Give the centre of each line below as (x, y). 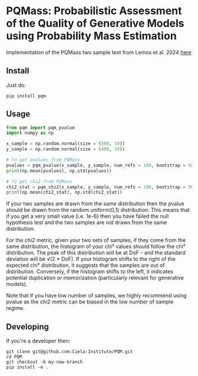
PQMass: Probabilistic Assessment (94, 11)
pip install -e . (27, 367)
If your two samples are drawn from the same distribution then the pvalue (95, 204)
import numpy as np (30, 133)
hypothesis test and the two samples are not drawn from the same (87, 223)
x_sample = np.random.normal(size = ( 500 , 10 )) (66, 144)
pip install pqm (26, 96)
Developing (27, 327)
